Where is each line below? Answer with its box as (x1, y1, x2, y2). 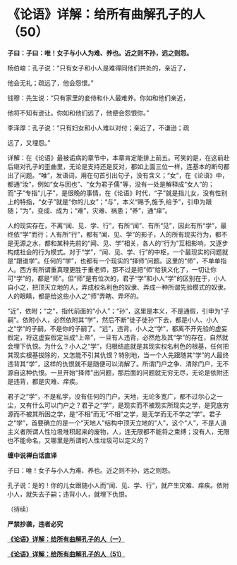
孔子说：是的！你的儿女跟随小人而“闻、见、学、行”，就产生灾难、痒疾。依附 (7, 480, 229, 490)
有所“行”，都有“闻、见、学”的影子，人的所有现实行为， (56, 230, 215, 238)
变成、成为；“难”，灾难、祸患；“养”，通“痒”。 (37, 206, 171, 215)
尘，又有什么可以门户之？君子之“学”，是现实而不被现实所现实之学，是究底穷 (7, 401, 229, 409)
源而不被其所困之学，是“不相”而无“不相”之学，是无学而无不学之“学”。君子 (7, 409, 221, 418)
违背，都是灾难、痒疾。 (13, 377, 82, 385)
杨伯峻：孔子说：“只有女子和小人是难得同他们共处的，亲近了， (7, 63, 190, 72)
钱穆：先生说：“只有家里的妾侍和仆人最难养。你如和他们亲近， (7, 93, 190, 102)
